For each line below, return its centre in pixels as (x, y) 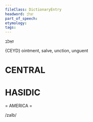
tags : (10, 28)
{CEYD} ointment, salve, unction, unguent (47, 51)
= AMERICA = (19, 106)
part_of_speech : (21, 18)
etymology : (16, 23)
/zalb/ (11, 115)
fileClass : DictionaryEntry (33, 9)
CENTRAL (25, 70)
